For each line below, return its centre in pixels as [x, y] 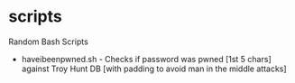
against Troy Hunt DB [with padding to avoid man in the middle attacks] [154, 69]
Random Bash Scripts [49, 41]
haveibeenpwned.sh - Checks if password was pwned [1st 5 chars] [146, 59]
